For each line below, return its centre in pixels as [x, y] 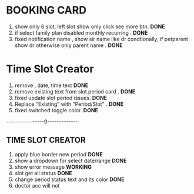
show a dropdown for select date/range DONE [71, 160]
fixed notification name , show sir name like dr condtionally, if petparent [101, 39]
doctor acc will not [37, 185]
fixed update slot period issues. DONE [61, 98]
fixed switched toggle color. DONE [56, 110]
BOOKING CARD [46, 10]
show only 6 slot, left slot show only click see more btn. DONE [90, 26]
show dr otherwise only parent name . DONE [68, 45]
